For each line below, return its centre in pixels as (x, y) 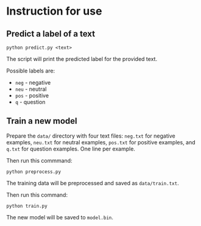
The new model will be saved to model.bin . (60, 217)
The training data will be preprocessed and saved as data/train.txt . (93, 183)
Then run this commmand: (39, 160)
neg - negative (33, 83)
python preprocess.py (34, 172)
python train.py (27, 206)
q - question (30, 102)
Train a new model (42, 121)
